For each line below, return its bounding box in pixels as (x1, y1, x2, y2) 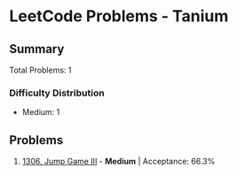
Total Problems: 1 (9, 65, 72, 75)
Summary (9, 42, 65, 57)
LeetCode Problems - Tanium (9, 6, 229, 27)
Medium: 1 (21, 107, 60, 118)
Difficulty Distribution (9, 87, 105, 99)
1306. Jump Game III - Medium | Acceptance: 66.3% (21, 156, 216, 167)
